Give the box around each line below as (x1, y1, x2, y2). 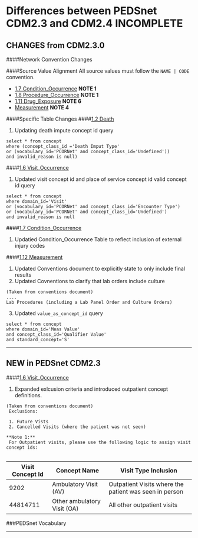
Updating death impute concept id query (14, 127, 114, 134)
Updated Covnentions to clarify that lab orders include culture (14, 278, 165, 284)
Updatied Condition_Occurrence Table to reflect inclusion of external (14, 236, 181, 243)
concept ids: (6, 445, 38, 451)
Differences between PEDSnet (6, 4, 157, 18)
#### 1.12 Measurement (6, 254, 63, 261)
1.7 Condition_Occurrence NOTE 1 (14, 85, 97, 92)
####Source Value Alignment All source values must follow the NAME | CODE (6, 67, 190, 74)
